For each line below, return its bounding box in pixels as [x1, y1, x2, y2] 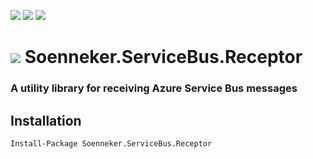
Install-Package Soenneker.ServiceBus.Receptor [10, 138, 213, 149]
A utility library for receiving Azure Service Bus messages [10, 81, 298, 95]
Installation [10, 112, 82, 129]
